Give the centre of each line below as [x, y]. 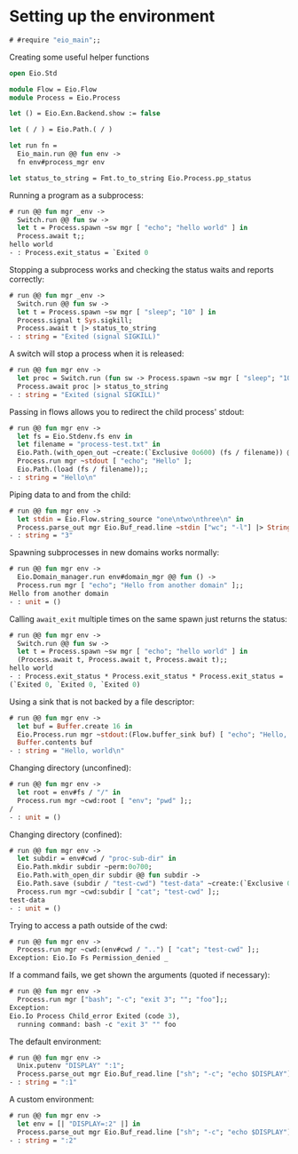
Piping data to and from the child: [70, 494]
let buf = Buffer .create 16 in [75, 726]
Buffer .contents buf [55, 743]
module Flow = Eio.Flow [53, 89]
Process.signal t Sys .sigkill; [75, 320]
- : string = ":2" [43, 1140]
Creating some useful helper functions [79, 57]
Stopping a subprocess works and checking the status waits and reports [141, 269]
